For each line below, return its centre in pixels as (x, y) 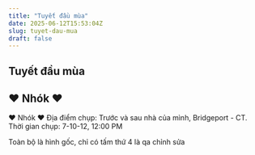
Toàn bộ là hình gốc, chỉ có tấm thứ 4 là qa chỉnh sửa (97, 142)
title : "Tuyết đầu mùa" (49, 16)
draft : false (30, 38)
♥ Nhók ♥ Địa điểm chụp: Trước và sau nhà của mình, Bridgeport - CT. (128, 118)
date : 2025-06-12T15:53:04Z (56, 23)
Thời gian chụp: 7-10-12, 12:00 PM (66, 127)
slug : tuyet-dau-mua (43, 31)
